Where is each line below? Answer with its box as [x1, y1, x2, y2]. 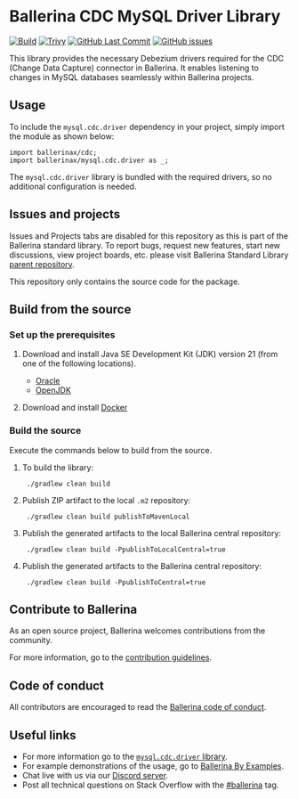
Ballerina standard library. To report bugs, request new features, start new [9, 240, 281, 250]
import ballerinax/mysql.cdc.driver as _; [9, 156, 169, 165]
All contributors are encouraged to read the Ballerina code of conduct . [9, 702, 267, 713]
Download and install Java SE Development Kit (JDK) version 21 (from [21, 349, 278, 360]
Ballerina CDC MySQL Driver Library [9, 6, 281, 27]
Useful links [9, 728, 77, 743]
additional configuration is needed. [9, 181, 137, 192]
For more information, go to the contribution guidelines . [9, 652, 212, 663]
